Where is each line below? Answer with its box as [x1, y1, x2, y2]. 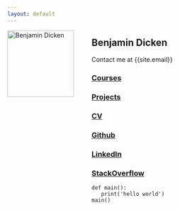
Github [91, 131, 116, 140]
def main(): [91, 184, 127, 192]
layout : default [7, 10, 55, 18]
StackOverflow [91, 168, 145, 178]
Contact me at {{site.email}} [91, 55, 174, 64]
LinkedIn [91, 150, 122, 160]
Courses [91, 73, 122, 83]
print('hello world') [101, 191, 165, 198]
